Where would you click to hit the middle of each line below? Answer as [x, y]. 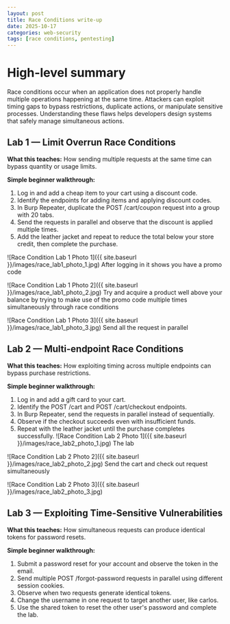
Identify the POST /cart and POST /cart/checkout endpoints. [102, 407]
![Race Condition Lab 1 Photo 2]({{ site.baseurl [73, 285]
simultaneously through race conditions [63, 307]
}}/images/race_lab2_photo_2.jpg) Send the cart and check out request [107, 464]
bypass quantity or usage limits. [52, 166]
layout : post [26, 13]
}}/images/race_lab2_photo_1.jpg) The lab [76, 443]
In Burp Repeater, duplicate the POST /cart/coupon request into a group [118, 207]
